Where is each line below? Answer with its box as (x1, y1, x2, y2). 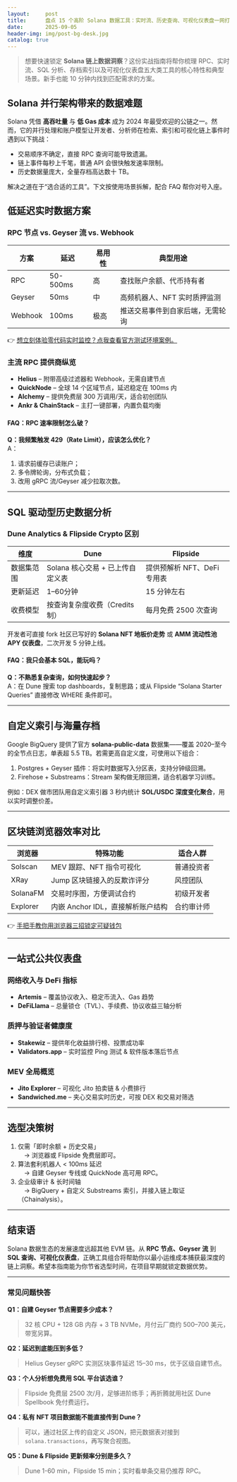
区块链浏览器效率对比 (7, 826, 100, 838)
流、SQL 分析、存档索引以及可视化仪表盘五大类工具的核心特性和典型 (24, 66, 224, 74)
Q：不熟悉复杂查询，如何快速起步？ (7, 673, 111, 681)
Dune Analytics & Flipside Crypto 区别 (7, 529, 140, 539)
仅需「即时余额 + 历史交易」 (17, 1142, 100, 1150)
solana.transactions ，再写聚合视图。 (24, 1436, 135, 1445)
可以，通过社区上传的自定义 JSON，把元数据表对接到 (24, 1428, 180, 1436)
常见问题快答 (7, 1288, 51, 1298)
